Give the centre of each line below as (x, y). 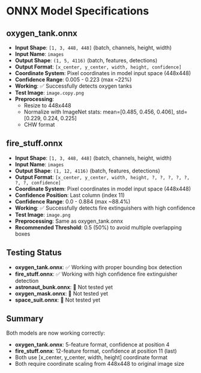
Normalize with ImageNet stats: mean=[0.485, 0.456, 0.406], (99, 112)
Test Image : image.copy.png (49, 92)
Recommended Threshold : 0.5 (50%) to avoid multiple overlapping (98, 227)
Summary (25, 319)
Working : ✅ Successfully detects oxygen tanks (73, 86)
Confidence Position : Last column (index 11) (70, 195)
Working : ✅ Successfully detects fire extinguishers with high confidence (105, 208)
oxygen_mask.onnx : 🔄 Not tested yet (61, 293)
